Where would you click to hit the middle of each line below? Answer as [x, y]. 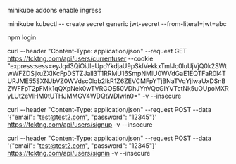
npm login [22, 37]
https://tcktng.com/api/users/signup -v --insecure [80, 125]
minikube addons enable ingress [55, 10]
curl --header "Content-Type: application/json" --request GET [97, 51]
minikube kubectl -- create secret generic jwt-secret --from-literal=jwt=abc [117, 24]
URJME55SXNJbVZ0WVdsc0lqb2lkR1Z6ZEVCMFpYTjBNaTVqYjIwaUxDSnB [117, 81]
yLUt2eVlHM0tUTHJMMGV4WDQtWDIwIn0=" [74, 96]
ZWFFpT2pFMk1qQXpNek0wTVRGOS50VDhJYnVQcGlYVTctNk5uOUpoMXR [118, 88]
